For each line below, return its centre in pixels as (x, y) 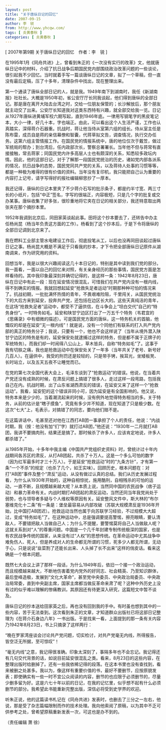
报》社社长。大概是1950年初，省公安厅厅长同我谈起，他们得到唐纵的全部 (79, 97)
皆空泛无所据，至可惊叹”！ (32, 641)
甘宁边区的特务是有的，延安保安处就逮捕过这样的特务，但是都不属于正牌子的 (83, 337)
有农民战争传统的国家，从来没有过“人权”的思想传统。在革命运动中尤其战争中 (83, 536)
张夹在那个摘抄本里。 (27, 207)
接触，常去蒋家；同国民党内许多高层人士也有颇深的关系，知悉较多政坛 (81, 153)
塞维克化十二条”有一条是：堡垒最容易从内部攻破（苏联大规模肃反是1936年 (80, 505)
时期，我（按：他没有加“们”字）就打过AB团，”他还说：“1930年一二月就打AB (82, 426)
